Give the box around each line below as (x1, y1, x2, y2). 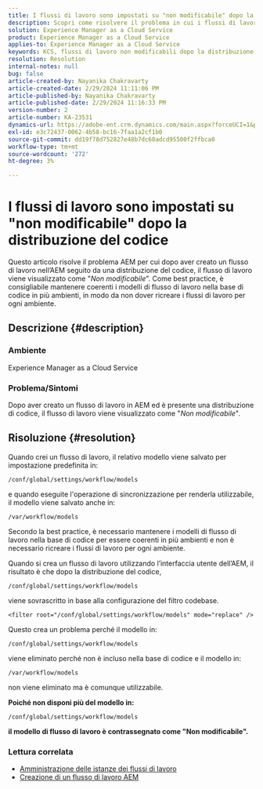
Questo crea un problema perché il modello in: (8, 624, 158, 634)
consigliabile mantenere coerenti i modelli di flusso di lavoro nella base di (8, 282, 244, 292)
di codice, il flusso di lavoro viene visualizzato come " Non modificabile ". (8, 409, 240, 418)
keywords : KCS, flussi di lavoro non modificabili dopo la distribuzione (8, 48, 254, 56)
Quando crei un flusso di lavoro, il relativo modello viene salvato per (8, 452, 227, 461)
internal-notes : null (8, 63, 79, 71)
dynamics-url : (8, 121, 55, 129)
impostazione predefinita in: (8, 460, 99, 470)
